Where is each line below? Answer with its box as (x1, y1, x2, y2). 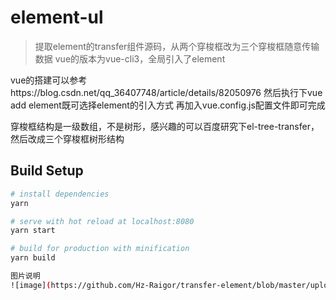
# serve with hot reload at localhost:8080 (10, 216, 195, 226)
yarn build (10, 253, 56, 263)
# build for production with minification (10, 244, 190, 254)
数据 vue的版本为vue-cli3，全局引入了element (34, 52, 226, 65)
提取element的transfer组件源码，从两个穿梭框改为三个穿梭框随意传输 (34, 40, 320, 52)
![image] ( (10, 280, 52, 290)
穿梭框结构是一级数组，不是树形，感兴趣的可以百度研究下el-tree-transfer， (10, 120, 320, 132)
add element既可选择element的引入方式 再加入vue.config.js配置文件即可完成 (10, 99, 326, 111)
